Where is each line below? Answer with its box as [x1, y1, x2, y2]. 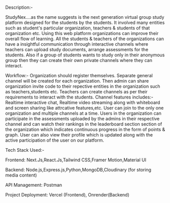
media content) [5, 172, 37, 178]
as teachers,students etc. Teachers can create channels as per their [5, 89, 148, 94]
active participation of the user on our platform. [5, 137, 105, 143]
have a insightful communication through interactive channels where [5, 41, 149, 47]
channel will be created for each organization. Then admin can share [5, 78, 149, 84]
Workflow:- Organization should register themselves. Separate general [5, 73, 153, 78]
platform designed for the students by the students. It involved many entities [5, 20, 165, 25]
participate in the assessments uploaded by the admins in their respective [5, 116, 160, 121]
